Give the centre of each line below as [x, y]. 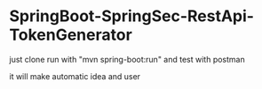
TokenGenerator [71, 35]
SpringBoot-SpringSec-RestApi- [132, 16]
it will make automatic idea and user [75, 76]
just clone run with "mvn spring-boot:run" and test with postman [127, 59]
